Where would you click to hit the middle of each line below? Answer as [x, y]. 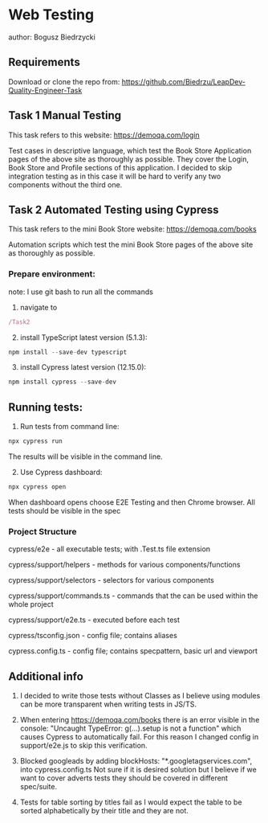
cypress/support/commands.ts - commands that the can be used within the [133, 596]
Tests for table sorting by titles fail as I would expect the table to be [131, 802]
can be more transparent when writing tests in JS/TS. [108, 704]
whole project [31, 604]
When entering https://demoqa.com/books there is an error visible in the [140, 719]
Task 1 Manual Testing [65, 115]
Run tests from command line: [69, 427]
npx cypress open [37, 487]
